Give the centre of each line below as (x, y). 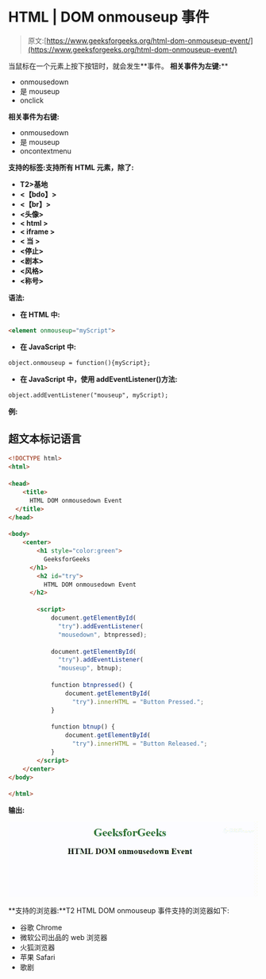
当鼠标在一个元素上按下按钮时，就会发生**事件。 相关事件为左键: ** (118, 66)
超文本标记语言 (45, 439)
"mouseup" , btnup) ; (91, 668)
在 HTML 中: (40, 314)
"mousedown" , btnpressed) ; (103, 635)
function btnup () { (83, 727)
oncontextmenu (45, 151)
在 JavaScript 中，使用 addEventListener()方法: (98, 379)
